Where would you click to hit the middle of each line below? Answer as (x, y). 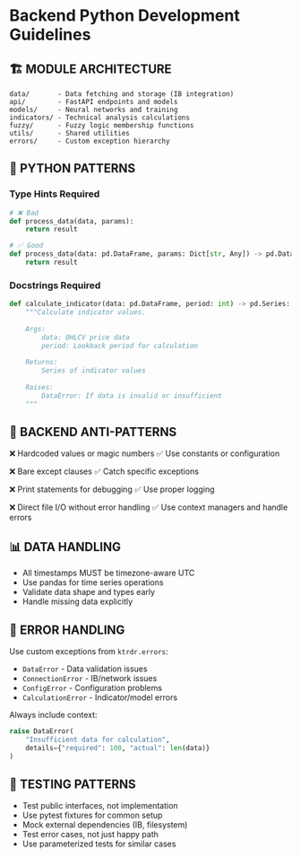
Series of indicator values (94, 371)
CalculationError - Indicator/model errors (99, 697)
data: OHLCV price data (86, 337)
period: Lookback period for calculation (120, 346)
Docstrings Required (55, 285)
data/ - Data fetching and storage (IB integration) (122, 94)
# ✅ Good (26, 246)
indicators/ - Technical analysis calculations (100, 118)
